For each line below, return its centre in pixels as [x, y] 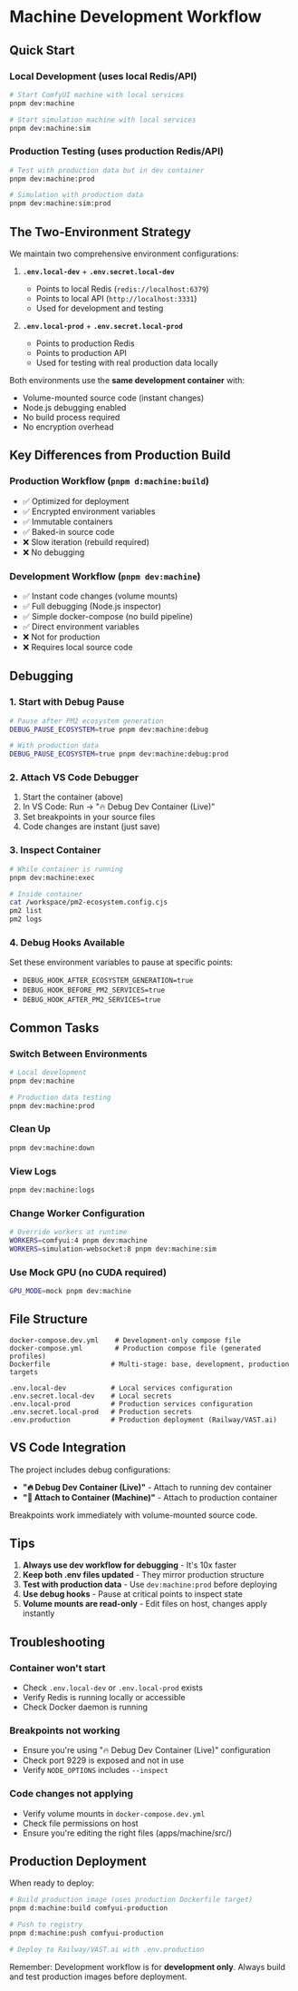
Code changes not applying [72, 1794]
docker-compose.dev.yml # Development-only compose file [125, 1340]
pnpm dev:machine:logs [52, 1190]
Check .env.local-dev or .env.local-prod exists [113, 1688]
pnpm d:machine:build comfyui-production [89, 1908]
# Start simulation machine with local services [103, 120]
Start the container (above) [73, 797]
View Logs [33, 1171]
